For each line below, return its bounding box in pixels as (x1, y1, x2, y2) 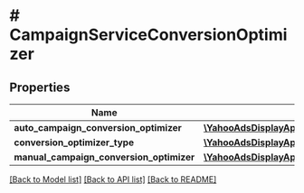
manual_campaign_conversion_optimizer (14, 151, 195, 163)
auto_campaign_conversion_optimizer (14, 122, 183, 133)
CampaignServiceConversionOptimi (9, 24, 288, 45)
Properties (9, 79, 71, 95)
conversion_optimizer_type (14, 136, 134, 149)
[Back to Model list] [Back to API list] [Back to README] (9, 174, 217, 185)
